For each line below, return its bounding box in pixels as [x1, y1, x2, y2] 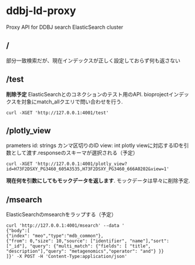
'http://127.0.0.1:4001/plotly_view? [35, 161, 127, 167]
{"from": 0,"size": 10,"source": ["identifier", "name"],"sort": [6, 238, 169, 244]
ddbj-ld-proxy [6, 4, 76, 18]
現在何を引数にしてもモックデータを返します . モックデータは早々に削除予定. [6, 177, 190, 185]
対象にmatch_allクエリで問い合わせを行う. [21, 98, 123, 105]
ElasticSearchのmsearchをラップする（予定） [6, 211, 117, 218]
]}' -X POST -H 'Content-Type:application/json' [6, 254, 127, 260]
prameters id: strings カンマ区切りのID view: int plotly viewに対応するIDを [6, 142, 184, 149]
